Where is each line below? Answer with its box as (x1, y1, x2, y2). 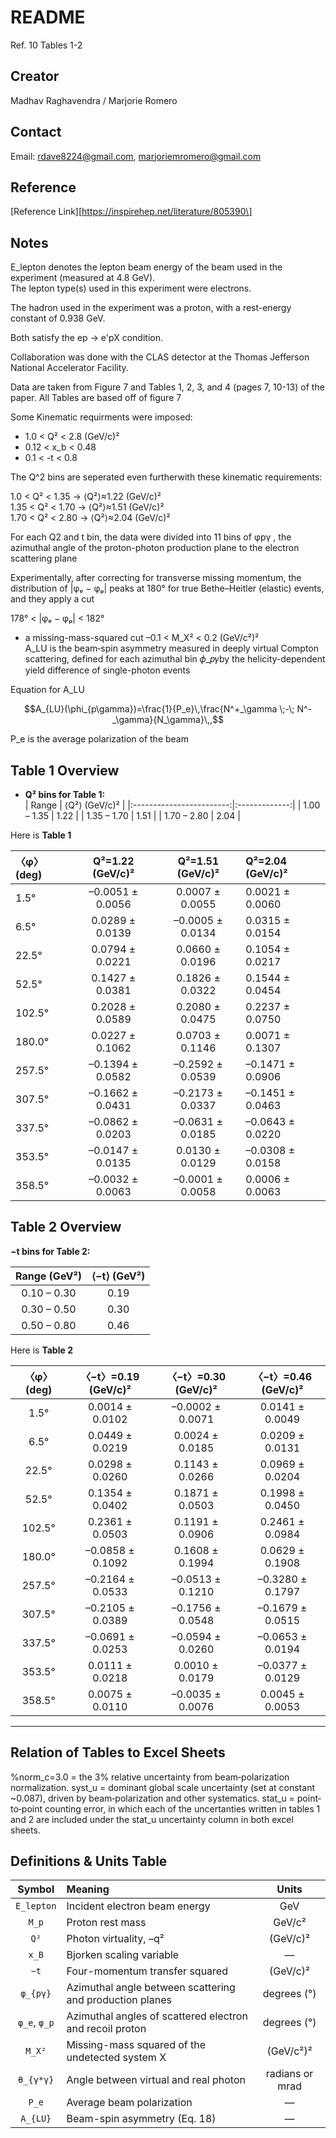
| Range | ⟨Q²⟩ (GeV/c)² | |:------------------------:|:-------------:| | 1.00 (24, 799, 321, 811)
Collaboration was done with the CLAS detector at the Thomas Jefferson (10, 351, 310, 363)
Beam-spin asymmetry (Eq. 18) (66, 2112, 217, 2126)
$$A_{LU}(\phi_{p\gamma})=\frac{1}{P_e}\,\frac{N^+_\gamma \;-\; (23, 703, 295, 715)
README (10, 6, 86, 29)
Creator (10, 68, 60, 85)
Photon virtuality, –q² (66, 1932, 165, 1946)
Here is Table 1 (10, 829, 72, 841)
